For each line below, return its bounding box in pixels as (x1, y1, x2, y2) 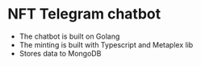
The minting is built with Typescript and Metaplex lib (19, 39, 194, 49)
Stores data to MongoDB (19, 48, 102, 58)
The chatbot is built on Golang (19, 31, 120, 41)
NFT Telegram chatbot (7, 5, 161, 23)
